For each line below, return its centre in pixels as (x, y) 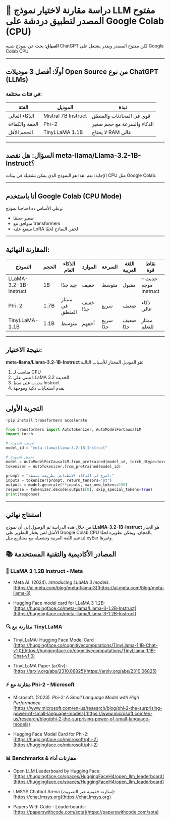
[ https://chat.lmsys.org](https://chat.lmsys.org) (62, 797)
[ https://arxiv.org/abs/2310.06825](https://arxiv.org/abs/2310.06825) (85, 671)
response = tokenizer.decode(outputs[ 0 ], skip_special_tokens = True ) (79, 490)
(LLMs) (17, 80)
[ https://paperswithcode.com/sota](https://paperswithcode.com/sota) (86, 812)
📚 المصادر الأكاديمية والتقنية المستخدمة (61, 554)
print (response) (23, 494)
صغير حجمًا (23, 218)
